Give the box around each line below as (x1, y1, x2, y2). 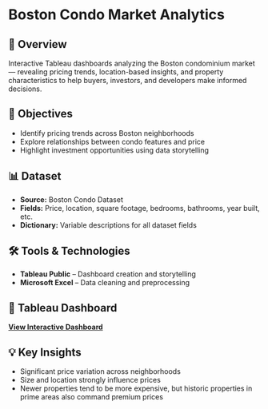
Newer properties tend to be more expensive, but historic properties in (19, 383, 253, 393)
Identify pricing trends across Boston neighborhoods (19, 128, 194, 137)
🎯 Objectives (8, 107, 74, 121)
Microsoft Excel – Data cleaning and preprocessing (19, 278, 190, 288)
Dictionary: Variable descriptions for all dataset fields (19, 220, 198, 229)
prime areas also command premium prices (19, 392, 164, 402)
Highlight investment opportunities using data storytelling (19, 145, 210, 155)
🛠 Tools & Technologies (8, 244, 130, 258)
